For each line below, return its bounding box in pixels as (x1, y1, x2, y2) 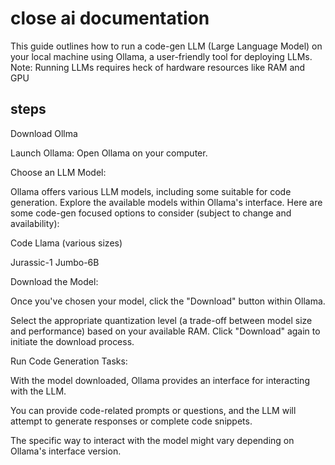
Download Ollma (10, 127, 78, 139)
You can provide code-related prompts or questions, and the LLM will (10, 404, 297, 416)
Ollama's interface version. (10, 445, 122, 457)
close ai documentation (10, 7, 210, 30)
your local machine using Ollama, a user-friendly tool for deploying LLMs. (10, 50, 313, 62)
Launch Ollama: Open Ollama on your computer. (10, 147, 208, 159)
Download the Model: (10, 275, 99, 287)
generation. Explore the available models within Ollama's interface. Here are (10, 196, 323, 208)
